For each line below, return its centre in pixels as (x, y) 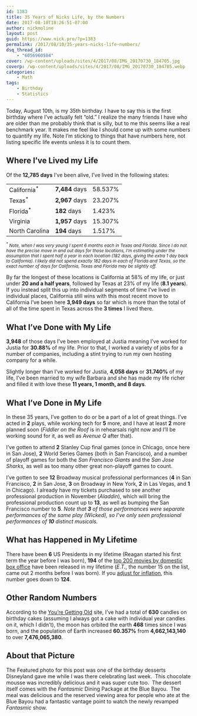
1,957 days (71, 221)
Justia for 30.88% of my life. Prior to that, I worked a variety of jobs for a (95, 348)
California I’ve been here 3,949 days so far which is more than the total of (96, 302)
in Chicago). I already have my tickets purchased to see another (84, 490)
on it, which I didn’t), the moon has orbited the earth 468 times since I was (96, 625)
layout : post (22, 34)
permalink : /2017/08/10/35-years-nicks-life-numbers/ (74, 45)
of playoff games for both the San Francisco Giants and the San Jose (90, 460)
